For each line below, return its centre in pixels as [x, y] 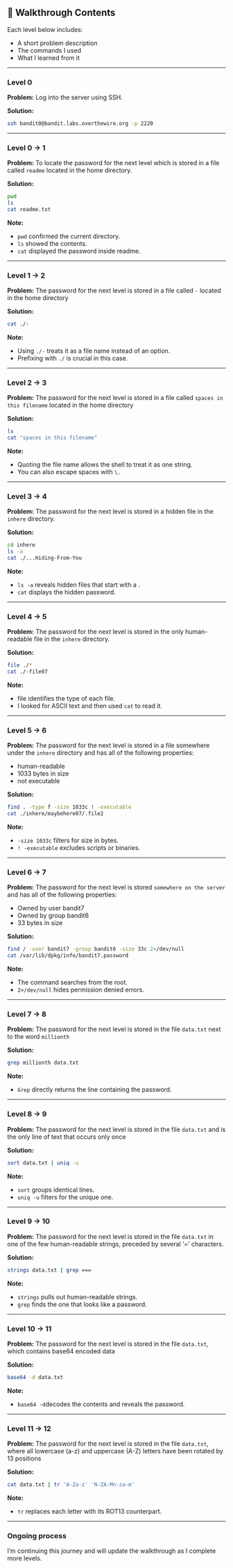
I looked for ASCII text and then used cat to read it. [90, 706]
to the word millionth [38, 1037]
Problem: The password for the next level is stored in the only [95, 632]
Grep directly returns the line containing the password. [94, 1090]
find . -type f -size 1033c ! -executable [69, 807]
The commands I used [49, 50]
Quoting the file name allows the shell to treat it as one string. [105, 465]
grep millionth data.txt [43, 1063]
